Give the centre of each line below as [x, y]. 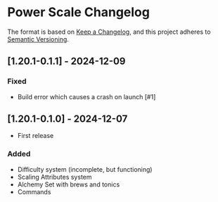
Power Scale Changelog [78, 12]
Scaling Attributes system [54, 177]
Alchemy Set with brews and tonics [69, 184]
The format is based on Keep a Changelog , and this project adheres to [109, 32]
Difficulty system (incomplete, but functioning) [85, 169]
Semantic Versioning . [38, 39]
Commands [34, 191]
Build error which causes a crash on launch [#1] [86, 96]
